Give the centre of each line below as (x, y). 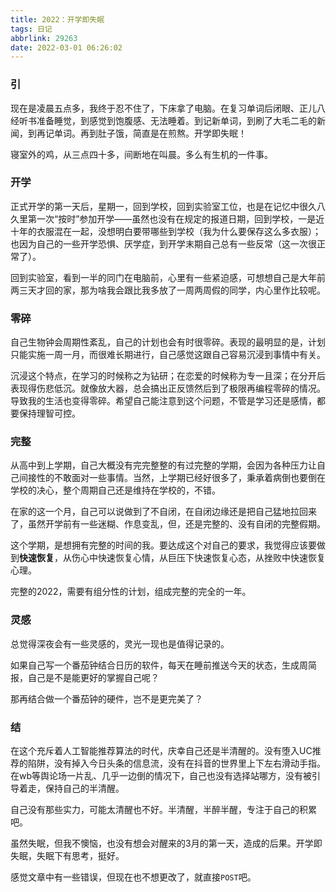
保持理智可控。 (49, 413)
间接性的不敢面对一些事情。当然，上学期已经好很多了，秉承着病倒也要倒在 (172, 478)
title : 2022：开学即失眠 (57, 19)
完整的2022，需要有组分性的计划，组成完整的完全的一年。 (131, 592)
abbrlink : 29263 (44, 38)
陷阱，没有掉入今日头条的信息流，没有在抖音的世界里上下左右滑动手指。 (176, 763)
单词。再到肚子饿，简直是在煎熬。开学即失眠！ (150, 133)
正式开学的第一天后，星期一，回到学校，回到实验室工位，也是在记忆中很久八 (168, 206)
